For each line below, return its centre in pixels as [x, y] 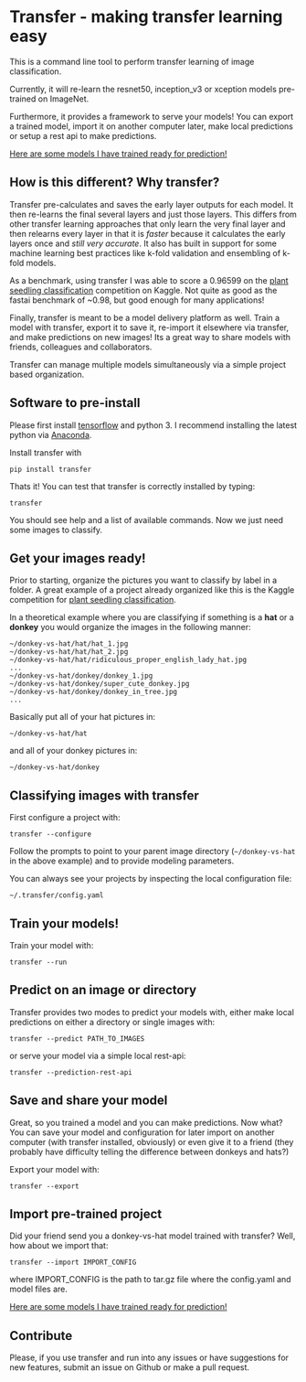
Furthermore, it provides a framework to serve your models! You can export [152, 116]
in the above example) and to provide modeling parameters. [122, 861]
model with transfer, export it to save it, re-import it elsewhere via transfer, [149, 327]
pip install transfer [51, 469]
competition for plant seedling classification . [93, 600]
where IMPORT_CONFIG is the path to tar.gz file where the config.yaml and [150, 1280]
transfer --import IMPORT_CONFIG [73, 1263]
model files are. [39, 1289]
